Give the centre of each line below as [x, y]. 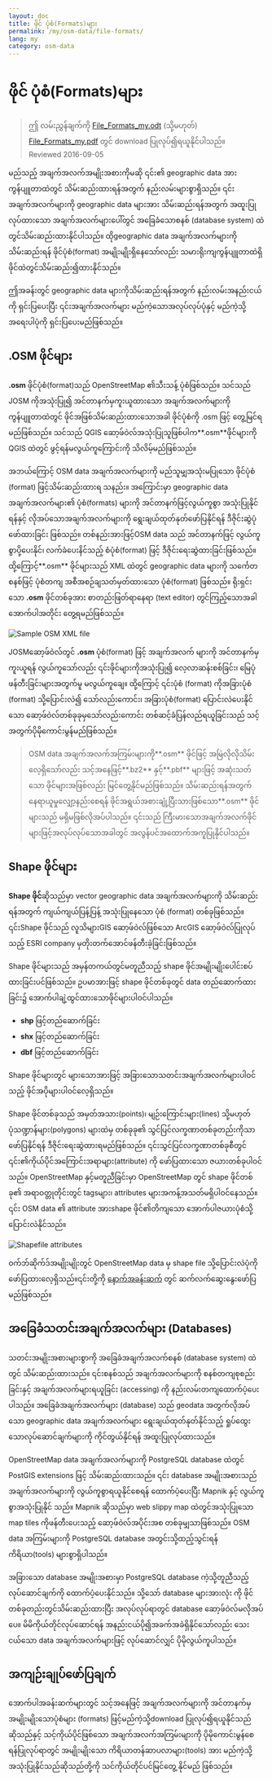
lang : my [23, 39]
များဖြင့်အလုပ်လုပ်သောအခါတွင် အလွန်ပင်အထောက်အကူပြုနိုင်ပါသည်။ [139, 833]
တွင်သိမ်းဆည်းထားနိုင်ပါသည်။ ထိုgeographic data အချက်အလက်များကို [123, 236]
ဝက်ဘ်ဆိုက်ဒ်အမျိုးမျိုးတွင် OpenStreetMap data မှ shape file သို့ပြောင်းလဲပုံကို [133, 1263]
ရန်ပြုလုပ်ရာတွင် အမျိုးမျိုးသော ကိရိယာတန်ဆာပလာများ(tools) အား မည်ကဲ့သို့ [130, 1750]
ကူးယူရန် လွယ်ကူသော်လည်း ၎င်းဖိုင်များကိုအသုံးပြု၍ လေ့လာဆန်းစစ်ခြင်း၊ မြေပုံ [132, 667]
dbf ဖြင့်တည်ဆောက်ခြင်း [59, 1052]
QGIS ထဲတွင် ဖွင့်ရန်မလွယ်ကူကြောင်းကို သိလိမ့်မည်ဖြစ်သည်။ [103, 448]
